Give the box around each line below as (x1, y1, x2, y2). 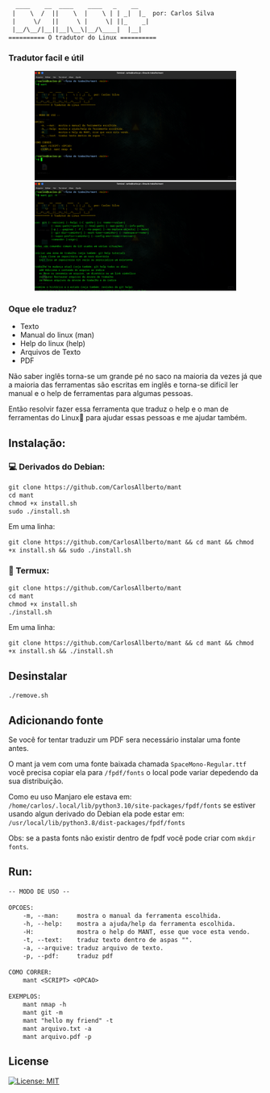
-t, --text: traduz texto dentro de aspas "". (23, 936, 193, 944)
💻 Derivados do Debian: (8, 461, 106, 472)
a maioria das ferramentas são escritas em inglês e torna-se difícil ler (8, 380, 239, 390)
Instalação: (8, 436, 66, 450)
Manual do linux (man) (19, 330, 95, 340)
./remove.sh (8, 691, 48, 700)
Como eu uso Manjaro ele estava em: (8, 792, 132, 802)
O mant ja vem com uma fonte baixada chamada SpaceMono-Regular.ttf (8, 759, 247, 769)
